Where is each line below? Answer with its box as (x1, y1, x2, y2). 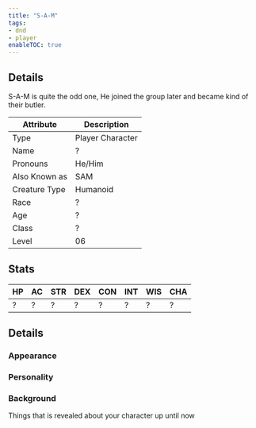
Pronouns (12, 158, 48, 169)
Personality (8, 371, 54, 382)
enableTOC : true (8, 41, 62, 49)
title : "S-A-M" (8, 11, 59, 20)
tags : (8, 19, 26, 27)
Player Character (75, 132, 138, 143)
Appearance (8, 350, 57, 361)
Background (8, 392, 57, 403)
